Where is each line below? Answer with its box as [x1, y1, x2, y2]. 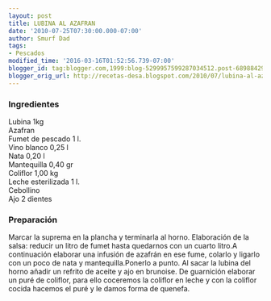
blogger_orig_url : [8, 72, 70, 80]
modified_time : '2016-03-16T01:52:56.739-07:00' [8, 57, 175, 65]
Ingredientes [8, 98, 60, 110]
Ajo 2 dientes [8, 194, 52, 203]
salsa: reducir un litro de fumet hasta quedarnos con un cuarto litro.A [8, 241, 238, 251]
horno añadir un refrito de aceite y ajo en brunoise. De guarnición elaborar [8, 267, 256, 277]
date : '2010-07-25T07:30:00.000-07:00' [8, 27, 143, 35]
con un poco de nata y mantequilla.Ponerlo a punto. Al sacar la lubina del [8, 258, 252, 268]
